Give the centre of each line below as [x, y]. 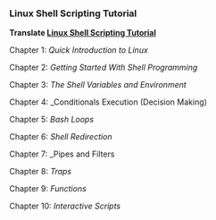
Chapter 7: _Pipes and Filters [62, 154]
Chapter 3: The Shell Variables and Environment [98, 85]
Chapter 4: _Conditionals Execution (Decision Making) [108, 102]
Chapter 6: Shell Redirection [61, 137]
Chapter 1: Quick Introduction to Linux [79, 50]
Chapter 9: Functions [48, 189]
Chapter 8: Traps [41, 172]
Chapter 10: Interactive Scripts [65, 206]
